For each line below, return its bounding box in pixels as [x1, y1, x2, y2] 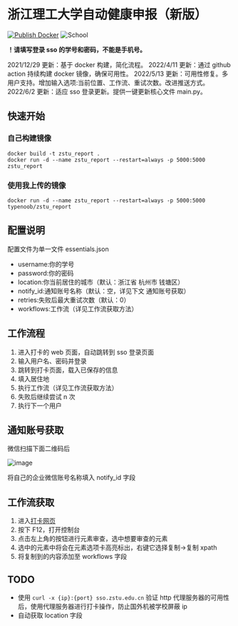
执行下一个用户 [17, 401, 62, 410]
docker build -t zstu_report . [7, 150, 100, 157]
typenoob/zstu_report [7, 203, 72, 211]
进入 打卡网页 [17, 517, 56, 525]
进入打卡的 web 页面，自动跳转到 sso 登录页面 [17, 348, 155, 356]
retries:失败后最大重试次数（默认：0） [17, 296, 130, 304]
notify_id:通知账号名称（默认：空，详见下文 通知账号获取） [17, 286, 190, 295]
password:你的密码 [17, 268, 74, 277]
